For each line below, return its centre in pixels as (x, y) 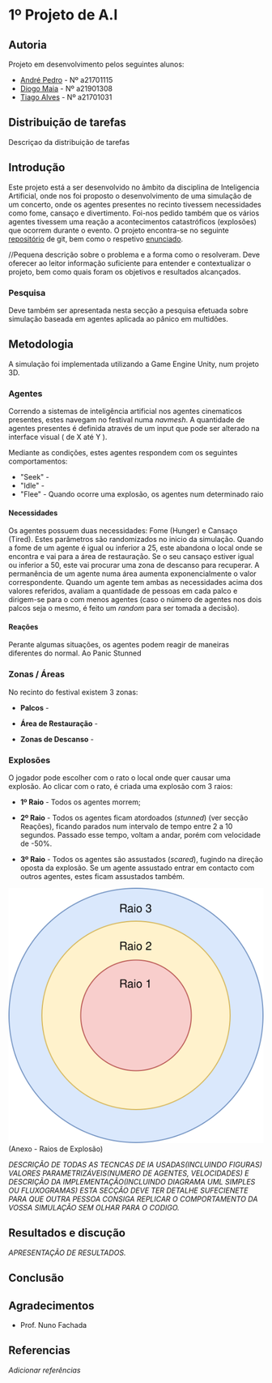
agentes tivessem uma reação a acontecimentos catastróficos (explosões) (133, 221)
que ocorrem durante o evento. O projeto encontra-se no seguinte (119, 230)
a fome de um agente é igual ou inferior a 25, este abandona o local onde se (136, 548)
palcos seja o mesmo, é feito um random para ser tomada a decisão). (124, 608)
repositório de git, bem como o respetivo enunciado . (96, 239)
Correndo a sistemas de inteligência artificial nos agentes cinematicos (125, 412)
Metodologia (41, 345)
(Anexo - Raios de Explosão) (56, 1149)
